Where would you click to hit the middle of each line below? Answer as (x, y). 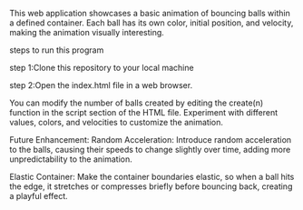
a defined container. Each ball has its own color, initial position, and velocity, (151, 23)
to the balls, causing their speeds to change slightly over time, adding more (150, 150)
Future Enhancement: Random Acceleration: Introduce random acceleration (151, 140)
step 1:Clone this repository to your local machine (102, 68)
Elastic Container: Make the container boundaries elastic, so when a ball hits (152, 177)
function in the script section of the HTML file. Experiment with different (144, 112)
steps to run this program (57, 50)
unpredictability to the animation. (71, 159)
